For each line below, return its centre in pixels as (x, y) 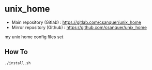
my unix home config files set (34, 37)
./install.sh (18, 63)
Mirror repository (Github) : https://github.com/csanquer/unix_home (79, 27)
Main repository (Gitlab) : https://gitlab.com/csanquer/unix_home (76, 22)
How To (16, 52)
